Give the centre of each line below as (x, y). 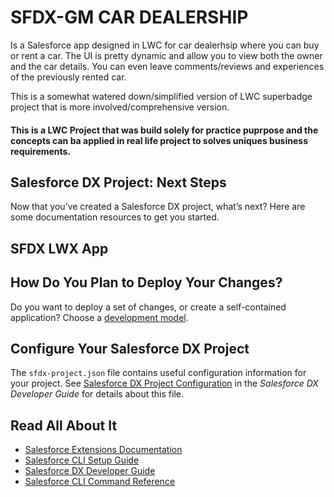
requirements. (41, 151)
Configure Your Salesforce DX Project (130, 348)
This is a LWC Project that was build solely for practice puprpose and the (164, 130)
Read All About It (64, 425)
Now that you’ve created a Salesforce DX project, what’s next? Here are (158, 207)
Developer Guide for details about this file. (97, 394)
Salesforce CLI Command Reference (100, 482)
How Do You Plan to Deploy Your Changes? (146, 282)
